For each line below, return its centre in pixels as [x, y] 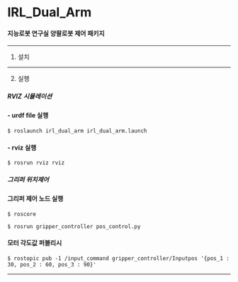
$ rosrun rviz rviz [36, 163]
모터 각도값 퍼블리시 [35, 243]
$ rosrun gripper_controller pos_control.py [74, 226]
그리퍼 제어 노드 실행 [35, 198]
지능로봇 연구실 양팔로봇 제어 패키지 [56, 33]
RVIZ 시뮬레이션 [30, 96]
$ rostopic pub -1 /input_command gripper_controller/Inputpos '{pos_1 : [119, 258]
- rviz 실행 [22, 147]
